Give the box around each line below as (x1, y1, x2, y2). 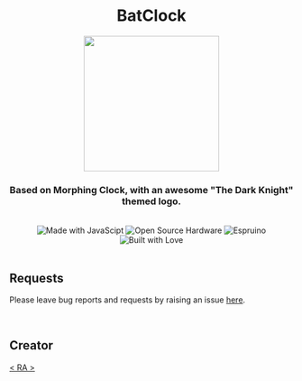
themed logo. (121, 195, 182, 208)
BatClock (116, 5, 187, 26)
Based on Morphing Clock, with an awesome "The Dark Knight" (9, 183, 294, 196)
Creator (9, 338, 54, 353)
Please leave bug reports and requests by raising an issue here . (9, 294, 246, 305)
